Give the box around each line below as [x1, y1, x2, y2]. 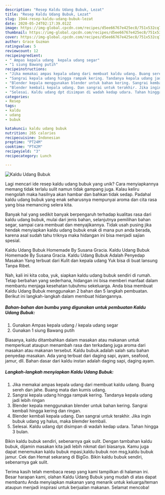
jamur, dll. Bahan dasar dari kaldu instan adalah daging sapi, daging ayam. [5, 358, 155, 363]
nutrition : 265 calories [5, 131, 56, 135]
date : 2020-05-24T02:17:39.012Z [5, 21, 71, 26]
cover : [5, 35, 19, 40]
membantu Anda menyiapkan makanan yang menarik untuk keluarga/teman [5, 479, 158, 485]
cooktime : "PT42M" [5, 144, 43, 149]
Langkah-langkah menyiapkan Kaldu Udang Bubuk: [5, 369, 114, 375]
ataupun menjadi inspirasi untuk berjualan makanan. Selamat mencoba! [5, 484, 150, 490]
